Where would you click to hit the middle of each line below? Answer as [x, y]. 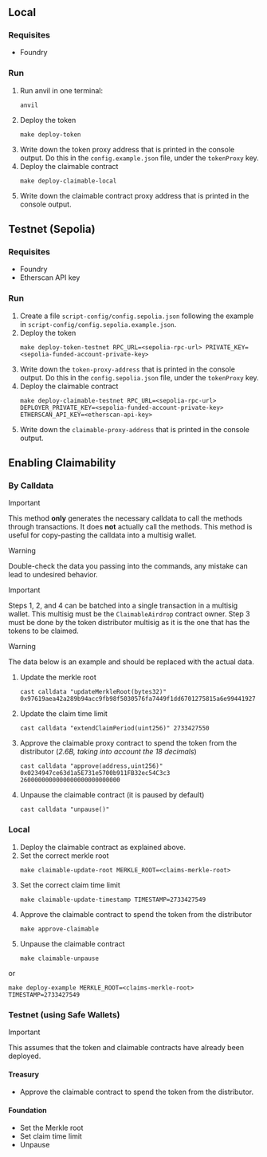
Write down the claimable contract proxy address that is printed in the [134, 195]
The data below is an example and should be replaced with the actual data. [132, 662]
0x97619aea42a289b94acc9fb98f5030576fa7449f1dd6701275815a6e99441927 [138, 699]
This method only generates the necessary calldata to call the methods [126, 518]
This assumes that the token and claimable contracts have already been [126, 1048]
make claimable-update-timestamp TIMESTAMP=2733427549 [113, 899]
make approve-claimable [59, 929]
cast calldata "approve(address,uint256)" [91, 766]
